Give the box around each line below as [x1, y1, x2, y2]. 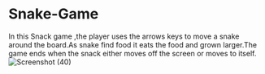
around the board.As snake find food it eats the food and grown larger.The [8, 39, 258, 49]
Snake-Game [8, 5, 99, 23]
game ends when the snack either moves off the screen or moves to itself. [8, 48, 257, 58]
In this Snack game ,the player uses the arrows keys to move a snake [8, 31, 240, 41]
